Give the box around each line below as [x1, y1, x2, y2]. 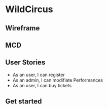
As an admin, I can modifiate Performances [12, 77, 103, 83]
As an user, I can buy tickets [12, 82, 72, 88]
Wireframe [5, 24, 40, 32]
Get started [5, 97, 42, 106]
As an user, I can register [12, 71, 65, 78]
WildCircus [5, 4, 53, 15]
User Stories [5, 58, 46, 67]
